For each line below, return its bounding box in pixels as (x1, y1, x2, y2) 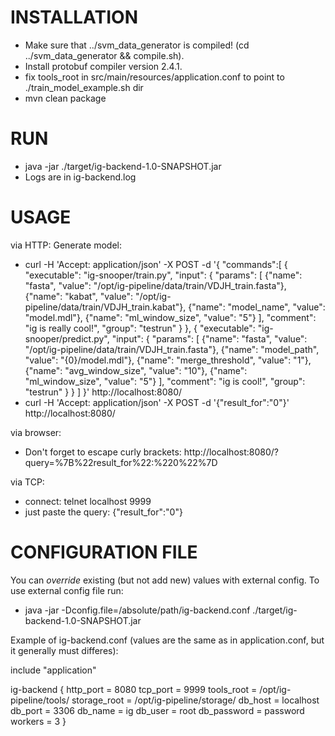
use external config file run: (10, 584, 124, 596)
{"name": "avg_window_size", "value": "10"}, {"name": (24, 364, 248, 376)
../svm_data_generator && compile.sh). (24, 49, 185, 61)
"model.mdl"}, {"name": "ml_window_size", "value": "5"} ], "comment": (24, 311, 317, 323)
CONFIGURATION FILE (10, 541, 198, 563)
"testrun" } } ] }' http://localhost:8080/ (24, 386, 183, 398)
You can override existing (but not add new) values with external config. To (10, 574, 320, 586)
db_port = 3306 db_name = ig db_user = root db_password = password (10, 704, 305, 716)
